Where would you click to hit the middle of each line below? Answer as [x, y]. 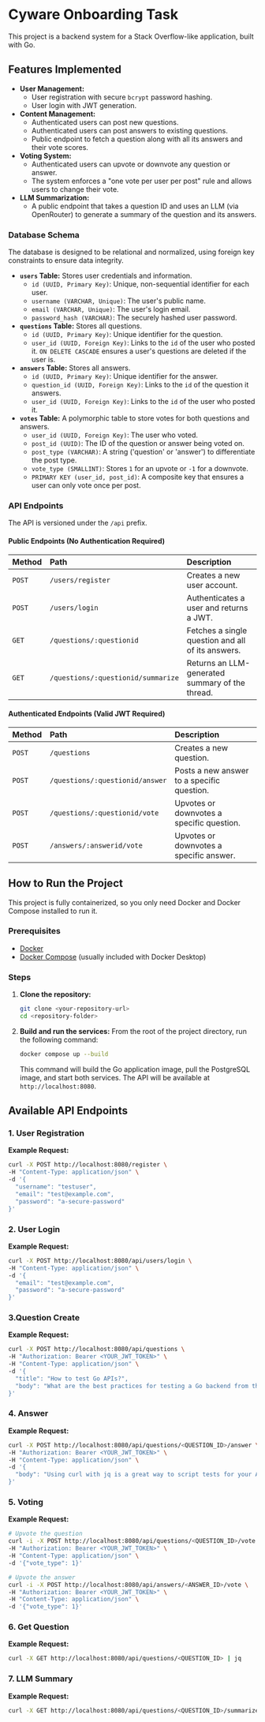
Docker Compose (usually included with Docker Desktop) [113, 956]
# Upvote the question [45, 1534]
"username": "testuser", [56, 1187]
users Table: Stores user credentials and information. [106, 276]
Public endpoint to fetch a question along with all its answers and [137, 139]
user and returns [217, 608]
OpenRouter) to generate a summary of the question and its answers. [144, 214]
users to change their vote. [75, 189]
